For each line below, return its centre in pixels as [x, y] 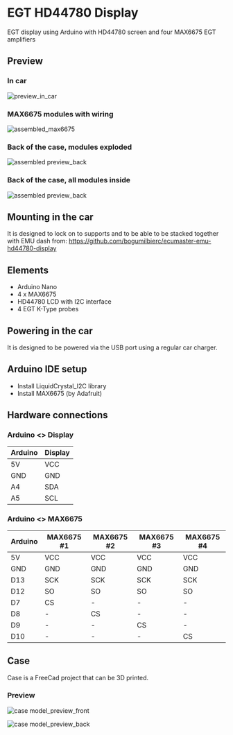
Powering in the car [50, 331]
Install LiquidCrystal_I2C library [62, 386]
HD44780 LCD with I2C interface [64, 302]
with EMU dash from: [37, 241]
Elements [28, 270]
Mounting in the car [50, 217]
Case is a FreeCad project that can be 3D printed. [78, 677]
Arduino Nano [37, 287]
